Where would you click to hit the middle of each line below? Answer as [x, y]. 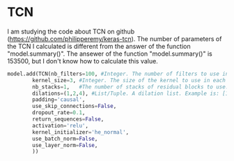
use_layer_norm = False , [65, 145]
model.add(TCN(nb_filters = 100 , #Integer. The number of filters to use [113, 74]
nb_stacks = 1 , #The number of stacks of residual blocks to [123, 87]
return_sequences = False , [68, 119]
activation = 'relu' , [61, 125]
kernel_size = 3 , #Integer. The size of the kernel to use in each [129, 80]
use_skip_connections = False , [75, 106]
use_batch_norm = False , [65, 139]
